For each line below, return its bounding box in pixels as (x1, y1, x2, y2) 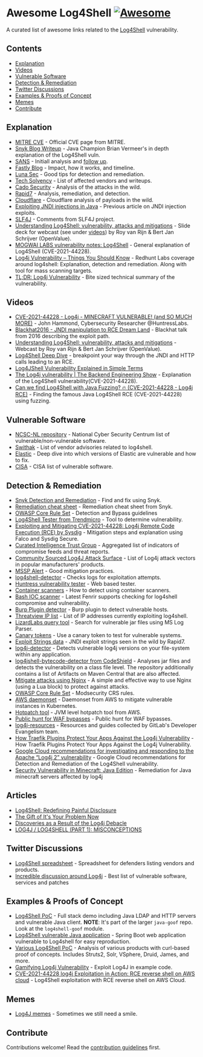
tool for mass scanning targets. (14, 267, 92, 274)
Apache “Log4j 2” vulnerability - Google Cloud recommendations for (14, 754, 186, 761)
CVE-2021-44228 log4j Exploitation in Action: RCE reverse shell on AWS (14, 970, 195, 977)
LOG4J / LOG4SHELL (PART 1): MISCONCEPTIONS (14, 826, 142, 833)
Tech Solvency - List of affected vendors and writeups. (14, 177, 152, 184)
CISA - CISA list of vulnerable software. (14, 463, 114, 470)
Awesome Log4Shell (6, 6, 112, 20)
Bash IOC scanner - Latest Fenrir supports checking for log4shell (14, 593, 178, 600)
